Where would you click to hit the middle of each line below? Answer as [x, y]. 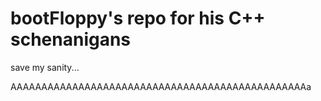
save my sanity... [45, 67]
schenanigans [71, 39]
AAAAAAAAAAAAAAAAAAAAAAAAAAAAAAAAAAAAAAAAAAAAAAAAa [161, 86]
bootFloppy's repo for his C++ [138, 18]
